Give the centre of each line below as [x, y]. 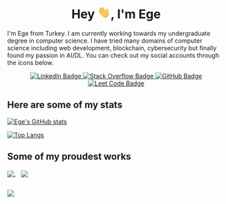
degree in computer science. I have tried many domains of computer [105, 41]
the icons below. [30, 63]
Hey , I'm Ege [116, 14]
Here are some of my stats [65, 105]
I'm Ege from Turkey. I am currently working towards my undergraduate [109, 34]
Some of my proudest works [69, 157]
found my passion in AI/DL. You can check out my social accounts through [113, 55]
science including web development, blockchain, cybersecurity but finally [112, 48]
